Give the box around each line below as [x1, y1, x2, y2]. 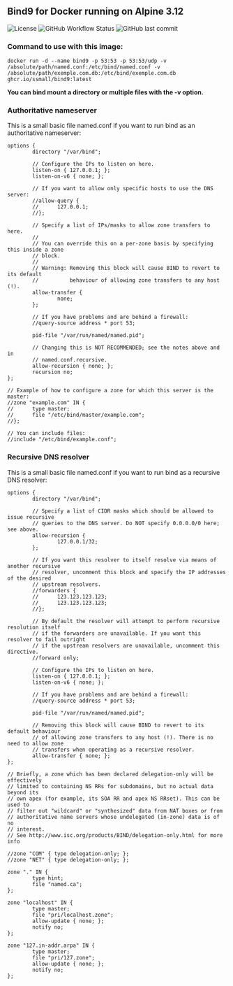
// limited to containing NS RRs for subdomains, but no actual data [7, 783, 214, 789]
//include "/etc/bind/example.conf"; [7, 436, 117, 443]
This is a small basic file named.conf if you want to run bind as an [7, 122, 195, 130]
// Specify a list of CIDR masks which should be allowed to [32, 507, 214, 515]
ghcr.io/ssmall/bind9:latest [7, 76, 92, 83]
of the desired [7, 575, 52, 582]
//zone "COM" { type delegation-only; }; [7, 850, 130, 857]
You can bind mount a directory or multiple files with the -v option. [7, 88, 204, 97]
